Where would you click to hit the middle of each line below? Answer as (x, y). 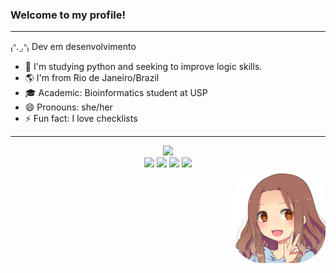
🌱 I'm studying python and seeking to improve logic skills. (143, 67)
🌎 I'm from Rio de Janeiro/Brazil (92, 78)
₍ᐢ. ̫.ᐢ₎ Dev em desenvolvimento (73, 47)
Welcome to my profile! (68, 15)
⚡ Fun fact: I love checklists (81, 119)
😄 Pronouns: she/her (68, 107)
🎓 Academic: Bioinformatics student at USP (116, 93)
